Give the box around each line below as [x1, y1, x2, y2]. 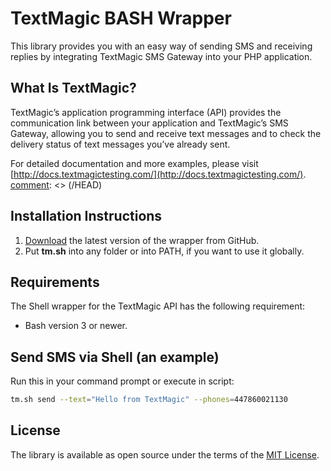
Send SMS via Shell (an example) [10, 348, 220, 366]
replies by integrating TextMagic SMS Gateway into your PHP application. [10, 50, 313, 62]
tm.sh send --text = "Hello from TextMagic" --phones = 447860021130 [10, 395, 288, 405]
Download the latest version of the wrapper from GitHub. [24, 234, 260, 246]
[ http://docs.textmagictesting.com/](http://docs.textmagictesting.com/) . [10, 168, 307, 180]
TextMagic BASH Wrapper [10, 7, 232, 30]
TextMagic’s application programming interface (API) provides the [10, 106, 282, 118]
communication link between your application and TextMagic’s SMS [10, 117, 289, 129]
